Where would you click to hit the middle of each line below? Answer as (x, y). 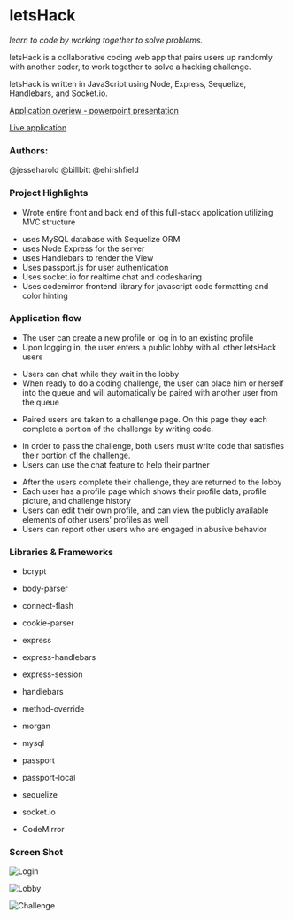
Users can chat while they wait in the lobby (100, 374)
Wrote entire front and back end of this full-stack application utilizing (147, 212)
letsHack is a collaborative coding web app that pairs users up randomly (141, 57)
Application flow (46, 318)
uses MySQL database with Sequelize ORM (101, 239)
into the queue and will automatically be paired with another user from (150, 392)
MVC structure (49, 222)
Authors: (29, 150)
